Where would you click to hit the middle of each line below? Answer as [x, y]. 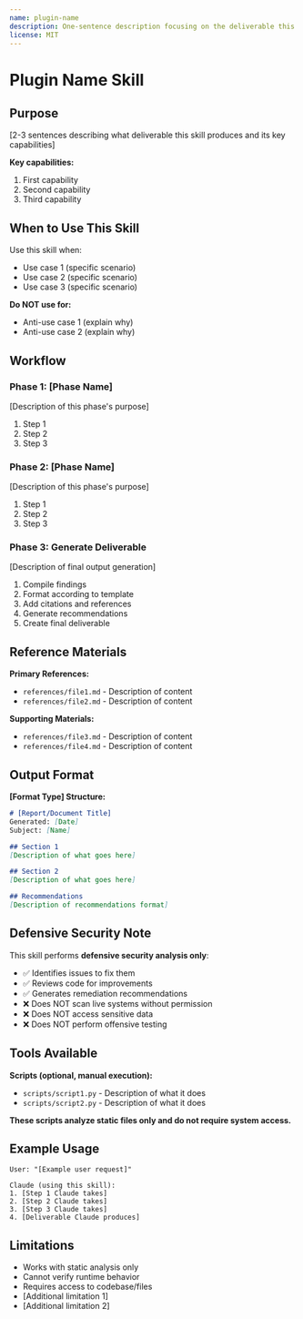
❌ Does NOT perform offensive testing [95, 1024]
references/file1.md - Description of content [107, 692]
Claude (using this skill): [63, 1186]
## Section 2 [34, 872]
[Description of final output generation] [83, 567]
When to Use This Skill [74, 228]
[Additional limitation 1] [66, 1296]
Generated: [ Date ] [44, 822]
